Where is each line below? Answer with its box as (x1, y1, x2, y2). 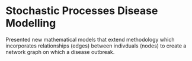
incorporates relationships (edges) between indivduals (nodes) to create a (5, 42, 187, 49)
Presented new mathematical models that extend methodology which (5, 36, 175, 43)
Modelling (5, 16, 56, 30)
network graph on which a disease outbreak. (5, 48, 115, 55)
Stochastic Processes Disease (5, 4, 158, 18)
